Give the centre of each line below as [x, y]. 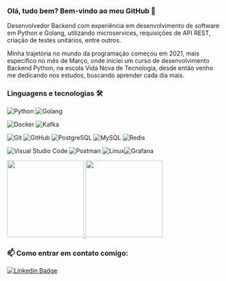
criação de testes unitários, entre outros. [64, 40]
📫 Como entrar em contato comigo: [68, 253]
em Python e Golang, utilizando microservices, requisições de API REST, [109, 33]
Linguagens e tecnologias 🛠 [55, 94]
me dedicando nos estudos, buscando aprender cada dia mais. [96, 75]
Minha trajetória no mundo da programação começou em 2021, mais [103, 53]
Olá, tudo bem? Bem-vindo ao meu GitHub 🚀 [81, 11]
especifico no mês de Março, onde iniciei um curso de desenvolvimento [108, 61]
